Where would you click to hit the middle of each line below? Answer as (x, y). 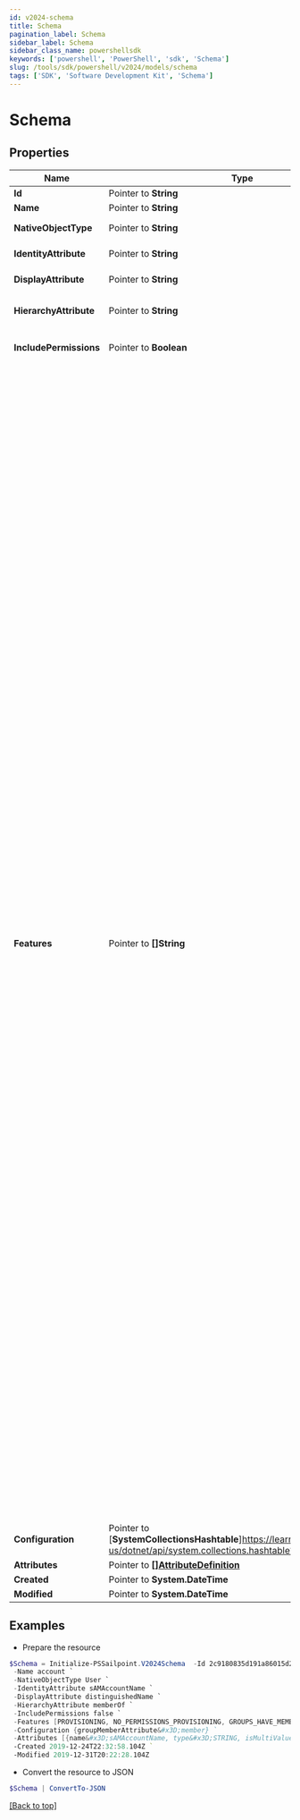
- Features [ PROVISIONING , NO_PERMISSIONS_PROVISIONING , (119, 1722)
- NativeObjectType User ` (61, 1680)
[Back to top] (33, 1805)
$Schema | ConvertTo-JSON (57, 1789)
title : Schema (36, 26)
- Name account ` (43, 1672)
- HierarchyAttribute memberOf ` (73, 1705)
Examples (37, 1625)
